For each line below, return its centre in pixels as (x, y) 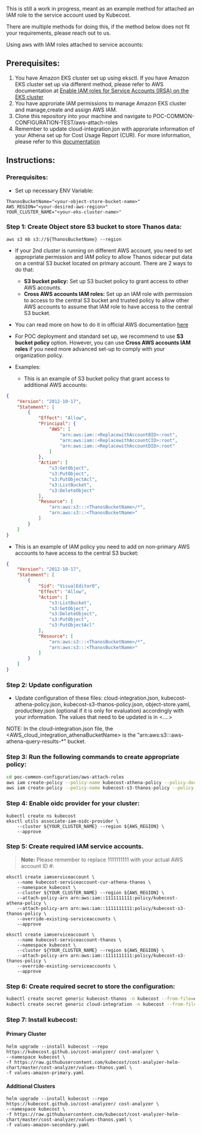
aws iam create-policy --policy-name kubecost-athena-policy (84, 782)
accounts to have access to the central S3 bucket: (77, 553)
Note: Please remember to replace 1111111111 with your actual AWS (102, 860)
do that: (25, 270)
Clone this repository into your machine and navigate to (83, 116)
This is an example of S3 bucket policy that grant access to (97, 378)
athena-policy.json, (39, 704)
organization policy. (39, 355)
